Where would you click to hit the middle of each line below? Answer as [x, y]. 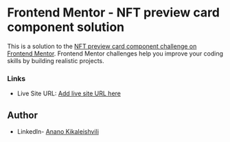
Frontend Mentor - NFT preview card [113, 13]
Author [22, 115]
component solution [66, 27]
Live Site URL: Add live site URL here [69, 93]
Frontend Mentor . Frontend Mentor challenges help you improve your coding [115, 54]
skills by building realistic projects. [56, 60]
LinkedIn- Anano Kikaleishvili [58, 132]
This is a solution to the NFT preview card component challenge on [102, 46]
